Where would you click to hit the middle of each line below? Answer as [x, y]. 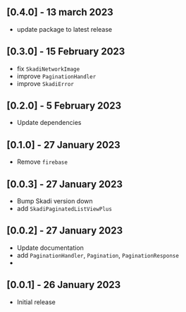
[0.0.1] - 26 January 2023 [64, 285]
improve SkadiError [45, 83]
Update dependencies [49, 123]
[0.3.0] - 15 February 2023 [66, 52]
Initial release [36, 302]
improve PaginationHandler [56, 76]
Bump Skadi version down [55, 201]
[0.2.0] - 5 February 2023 [64, 106]
